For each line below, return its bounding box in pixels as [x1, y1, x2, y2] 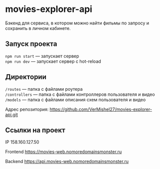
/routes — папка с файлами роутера [5, 86, 83, 92]
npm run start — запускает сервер [5, 53, 79, 59]
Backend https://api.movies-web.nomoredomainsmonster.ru [5, 159, 129, 165]
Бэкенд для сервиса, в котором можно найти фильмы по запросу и [5, 20, 150, 26]
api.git [5, 111, 18, 118]
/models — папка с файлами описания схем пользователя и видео [5, 96, 146, 103]
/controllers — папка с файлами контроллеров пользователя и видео [5, 91, 156, 97]
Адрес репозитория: [5, 106, 49, 112]
